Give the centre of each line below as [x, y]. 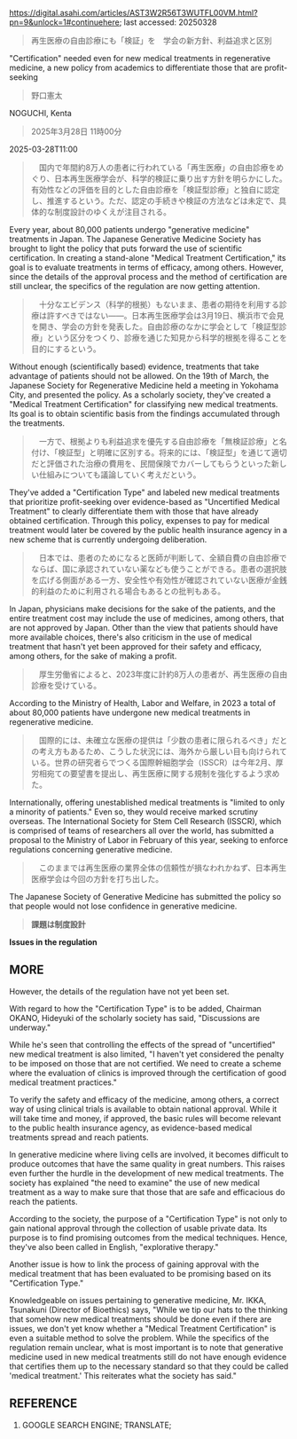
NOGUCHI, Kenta [41, 113]
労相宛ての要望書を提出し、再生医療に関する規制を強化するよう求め [155, 774]
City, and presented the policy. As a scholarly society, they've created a [140, 395]
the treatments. [37, 423]
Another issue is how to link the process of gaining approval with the [134, 1264]
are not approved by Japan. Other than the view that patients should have [144, 628]
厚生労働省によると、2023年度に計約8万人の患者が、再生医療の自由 [163, 674]
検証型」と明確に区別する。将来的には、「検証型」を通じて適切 [173, 452]
